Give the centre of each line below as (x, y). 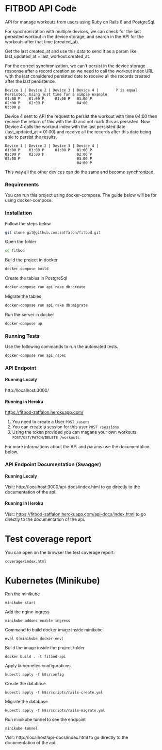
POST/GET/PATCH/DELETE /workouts (46, 438)
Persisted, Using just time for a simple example (56, 94)
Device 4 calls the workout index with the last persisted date (65, 127)
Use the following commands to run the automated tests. (62, 347)
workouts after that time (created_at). (42, 41)
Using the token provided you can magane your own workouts (74, 432)
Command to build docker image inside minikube (54, 630)
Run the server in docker (30, 314)
